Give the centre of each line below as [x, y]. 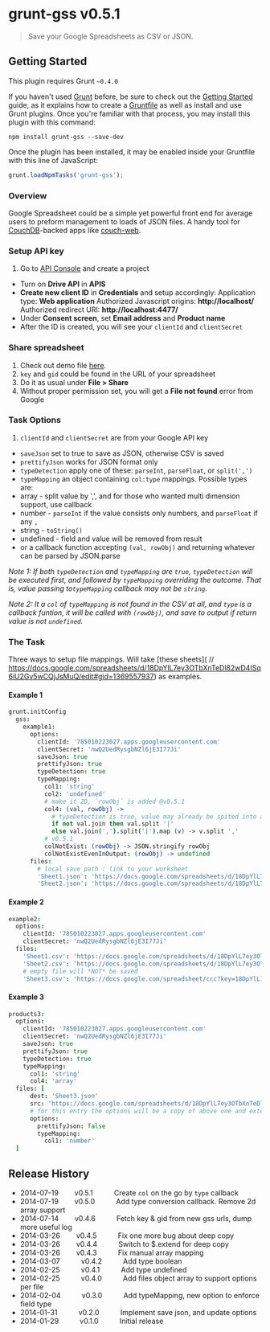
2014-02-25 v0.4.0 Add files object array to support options [138, 1278]
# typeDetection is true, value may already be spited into [154, 817]
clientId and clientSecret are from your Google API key [114, 437]
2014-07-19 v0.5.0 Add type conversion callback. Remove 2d [138, 1202]
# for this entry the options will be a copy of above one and [138, 1111]
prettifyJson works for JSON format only [89, 461]
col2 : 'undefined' [75, 794]
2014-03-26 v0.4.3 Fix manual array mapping [112, 1253]
